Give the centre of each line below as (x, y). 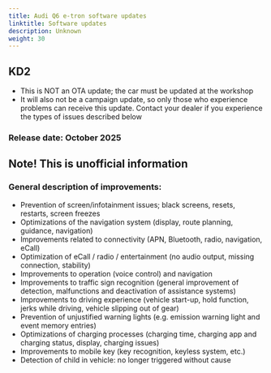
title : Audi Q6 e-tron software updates (78, 16)
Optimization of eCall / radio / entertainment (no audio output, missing (137, 256)
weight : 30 (27, 39)
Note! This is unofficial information (98, 164)
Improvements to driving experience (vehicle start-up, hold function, (134, 299)
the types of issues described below (81, 117)
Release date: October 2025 (65, 137)
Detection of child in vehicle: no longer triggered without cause (125, 360)
